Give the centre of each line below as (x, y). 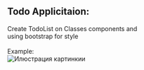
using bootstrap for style (43, 36)
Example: (21, 51)
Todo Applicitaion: (48, 12)
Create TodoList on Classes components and (72, 28)
